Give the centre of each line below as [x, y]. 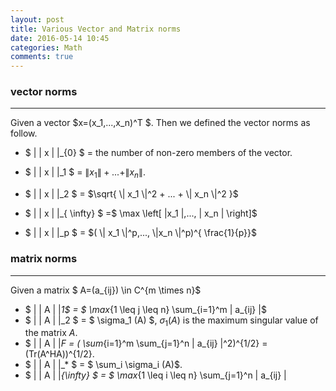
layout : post [37, 19]
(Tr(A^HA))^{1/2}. [59, 354]
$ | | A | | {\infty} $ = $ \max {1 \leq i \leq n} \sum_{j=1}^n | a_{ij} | [155, 375]
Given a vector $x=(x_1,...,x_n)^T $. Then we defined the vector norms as [160, 123]
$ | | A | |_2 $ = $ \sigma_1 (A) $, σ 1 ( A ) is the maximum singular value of [171, 321]
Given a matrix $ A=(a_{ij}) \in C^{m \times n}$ [106, 290]
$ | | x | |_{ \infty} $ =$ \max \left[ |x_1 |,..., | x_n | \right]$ [141, 213]
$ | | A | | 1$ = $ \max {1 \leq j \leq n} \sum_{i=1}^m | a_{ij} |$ [145, 309]
